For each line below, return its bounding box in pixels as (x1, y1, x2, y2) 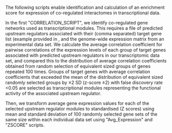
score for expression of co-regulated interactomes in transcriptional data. (5, 10, 161, 16)
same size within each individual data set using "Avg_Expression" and (5, 117, 153, 122)
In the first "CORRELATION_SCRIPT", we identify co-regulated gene (5, 20, 148, 26)
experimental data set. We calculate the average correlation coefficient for (5, 41, 163, 48)
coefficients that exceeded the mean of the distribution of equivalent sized (5, 74, 163, 80)
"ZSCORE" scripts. (5, 122, 45, 128)
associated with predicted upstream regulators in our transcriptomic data (5, 52, 160, 58)
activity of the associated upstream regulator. (5, 91, 102, 96)
